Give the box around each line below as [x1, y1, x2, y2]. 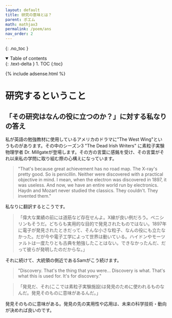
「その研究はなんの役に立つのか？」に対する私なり [5, 112, 167, 121]
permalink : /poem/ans [5, 27, 52, 32]
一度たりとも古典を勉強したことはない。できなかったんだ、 [35, 240, 162, 246]
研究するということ [5, 90, 87, 102]
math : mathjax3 [5, 22, 38, 27]
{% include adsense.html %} [5, 71, 66, 77]
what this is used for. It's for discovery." [17, 273, 101, 279]
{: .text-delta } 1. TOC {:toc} [5, 61, 63, 67]
